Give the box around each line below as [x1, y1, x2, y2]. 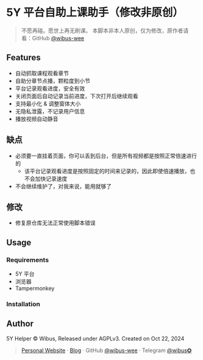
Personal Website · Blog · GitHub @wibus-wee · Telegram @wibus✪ [21, 347, 192, 354]
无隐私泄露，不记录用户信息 [15, 107, 85, 115]
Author [6, 319, 34, 329]
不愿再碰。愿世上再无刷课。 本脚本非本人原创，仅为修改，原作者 [21, 27, 183, 34]
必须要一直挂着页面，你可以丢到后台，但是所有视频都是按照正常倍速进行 [15, 152, 197, 159]
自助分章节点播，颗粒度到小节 [15, 77, 90, 84]
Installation [6, 300, 41, 308]
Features [6, 52, 41, 63]
